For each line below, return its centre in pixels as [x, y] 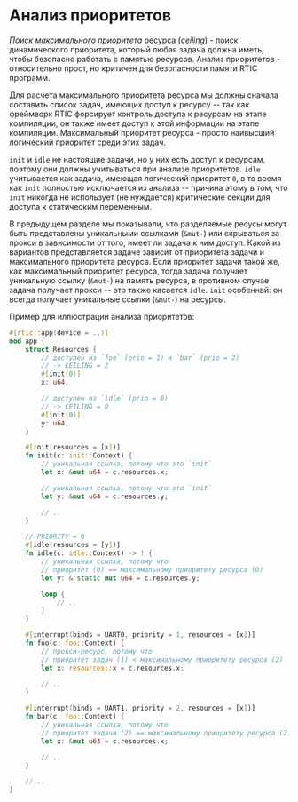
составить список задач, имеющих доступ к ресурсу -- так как [129, 104]
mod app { [27, 341]
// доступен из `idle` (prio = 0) [105, 399]
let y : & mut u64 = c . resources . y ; [105, 496]
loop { [53, 594]
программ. [30, 77]
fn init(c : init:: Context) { [79, 456]
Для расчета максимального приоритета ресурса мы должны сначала [144, 95]
